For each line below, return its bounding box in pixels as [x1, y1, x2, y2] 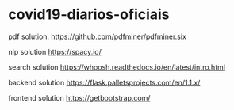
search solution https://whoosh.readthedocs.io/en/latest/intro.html [8, 62, 226, 72]
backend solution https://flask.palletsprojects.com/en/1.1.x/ [8, 78, 201, 87]
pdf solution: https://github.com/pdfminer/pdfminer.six [8, 32, 186, 41]
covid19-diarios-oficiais [8, 6, 170, 24]
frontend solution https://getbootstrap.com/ [8, 93, 151, 102]
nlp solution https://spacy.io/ [8, 47, 102, 56]
